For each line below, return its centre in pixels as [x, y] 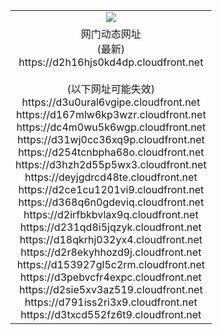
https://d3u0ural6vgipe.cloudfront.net [111, 102]
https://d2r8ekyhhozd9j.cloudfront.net [111, 252]
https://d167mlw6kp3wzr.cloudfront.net [111, 114]
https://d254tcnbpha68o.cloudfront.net [111, 152]
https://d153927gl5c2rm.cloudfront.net [111, 264]
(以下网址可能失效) [111, 89]
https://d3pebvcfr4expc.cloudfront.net [110, 277]
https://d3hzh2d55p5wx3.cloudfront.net [111, 164]
